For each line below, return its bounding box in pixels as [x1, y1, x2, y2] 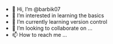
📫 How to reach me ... [11, 32, 67, 38]
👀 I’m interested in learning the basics [11, 12, 105, 19]
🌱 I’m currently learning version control [11, 18, 108, 25]
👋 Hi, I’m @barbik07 [11, 6, 61, 12]
